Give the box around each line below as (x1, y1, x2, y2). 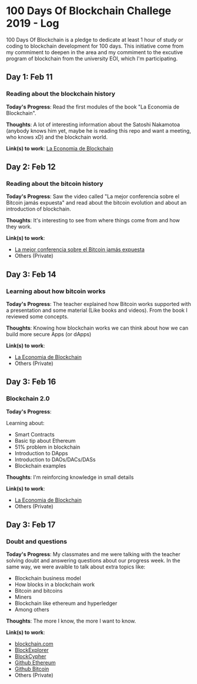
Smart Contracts (14, 430, 55, 438)
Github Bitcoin (14, 665, 49, 673)
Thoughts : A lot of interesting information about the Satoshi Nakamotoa (6, 121, 181, 128)
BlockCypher (14, 653, 46, 660)
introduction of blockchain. (6, 205, 72, 213)
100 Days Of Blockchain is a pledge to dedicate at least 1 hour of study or (6, 36, 183, 43)
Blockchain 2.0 (6, 394, 50, 403)
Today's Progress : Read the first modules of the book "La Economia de (6, 103, 179, 110)
